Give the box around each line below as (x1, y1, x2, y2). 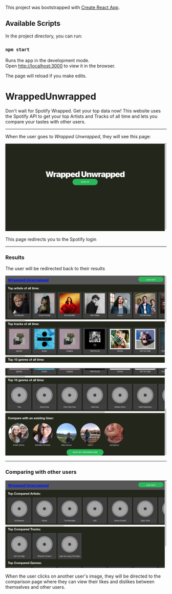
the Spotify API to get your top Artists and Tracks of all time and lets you (5, 113, 158, 120)
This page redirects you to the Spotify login (5, 236, 97, 242)
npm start (5, 46, 30, 52)
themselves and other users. (5, 584, 66, 590)
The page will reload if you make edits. (5, 73, 87, 79)
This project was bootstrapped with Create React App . (5, 5, 120, 10)
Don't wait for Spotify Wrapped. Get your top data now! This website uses (5, 108, 161, 114)
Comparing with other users (5, 469, 77, 476)
